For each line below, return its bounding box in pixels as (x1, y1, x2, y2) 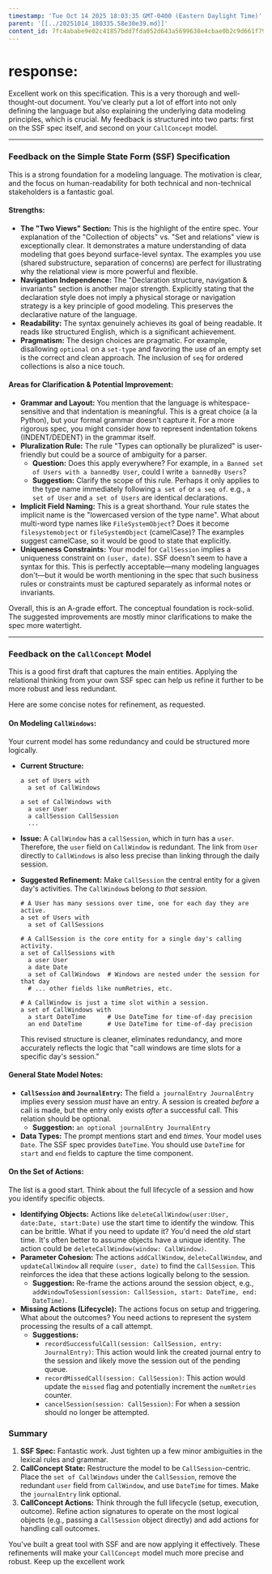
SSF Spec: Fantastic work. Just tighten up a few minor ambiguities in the (19, 1446, 263, 1456)
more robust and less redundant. (8, 684, 117, 694)
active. (19, 906, 46, 914)
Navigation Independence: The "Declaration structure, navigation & (19, 275, 248, 285)
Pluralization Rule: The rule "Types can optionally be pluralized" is (19, 441, 243, 451)
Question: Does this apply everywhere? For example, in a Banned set (32, 458, 264, 468)
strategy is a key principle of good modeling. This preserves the (19, 301, 233, 311)
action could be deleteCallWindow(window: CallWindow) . (19, 1243, 207, 1254)
